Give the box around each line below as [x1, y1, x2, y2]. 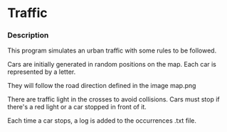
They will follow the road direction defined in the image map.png [7, 82, 196, 90]
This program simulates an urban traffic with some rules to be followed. [7, 46, 217, 55]
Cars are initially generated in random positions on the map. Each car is [7, 60, 217, 69]
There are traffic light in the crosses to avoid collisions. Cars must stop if [7, 95, 221, 104]
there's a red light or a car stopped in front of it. [7, 103, 147, 111]
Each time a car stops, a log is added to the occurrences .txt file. [7, 116, 197, 125]
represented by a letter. [7, 67, 76, 76]
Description [7, 31, 49, 40]
